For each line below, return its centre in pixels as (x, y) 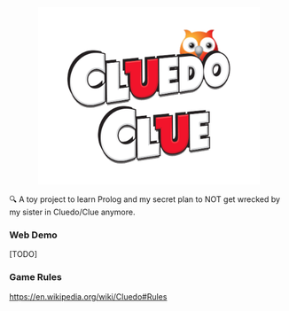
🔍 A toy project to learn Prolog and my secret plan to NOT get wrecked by (145, 199)
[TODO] (23, 254)
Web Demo (33, 235)
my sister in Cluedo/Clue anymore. (72, 212)
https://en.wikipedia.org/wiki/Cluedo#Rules (88, 296)
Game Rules (35, 277)
